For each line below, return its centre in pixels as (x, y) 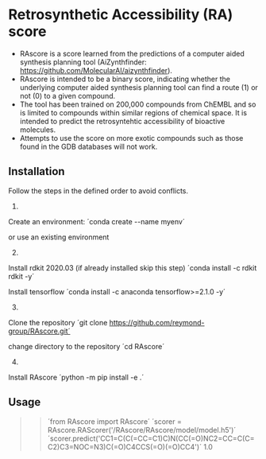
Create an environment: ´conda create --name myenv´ (96, 221)
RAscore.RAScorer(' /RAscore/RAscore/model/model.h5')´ (142, 430)
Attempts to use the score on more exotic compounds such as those (131, 138)
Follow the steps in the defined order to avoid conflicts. (98, 191)
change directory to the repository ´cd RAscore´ (87, 346)
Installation (37, 171)
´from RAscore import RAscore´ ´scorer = (115, 421)
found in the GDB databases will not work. (89, 146)
